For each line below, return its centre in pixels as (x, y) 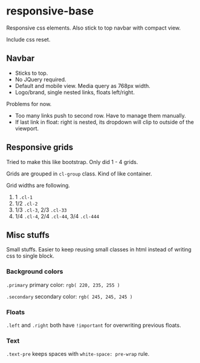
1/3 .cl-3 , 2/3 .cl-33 (41, 210)
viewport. (27, 128)
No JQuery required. (40, 79)
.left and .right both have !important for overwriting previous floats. (94, 325)
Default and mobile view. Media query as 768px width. (83, 86)
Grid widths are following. (38, 185)
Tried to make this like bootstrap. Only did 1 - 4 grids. (72, 162)
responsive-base (50, 11)
